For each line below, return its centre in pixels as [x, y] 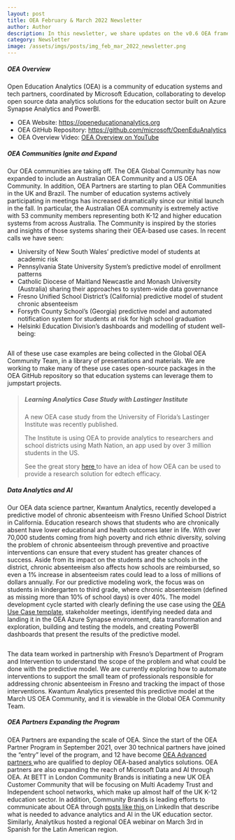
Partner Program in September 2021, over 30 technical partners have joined [116, 747]
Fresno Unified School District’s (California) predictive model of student [120, 296]
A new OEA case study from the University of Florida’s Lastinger [117, 416]
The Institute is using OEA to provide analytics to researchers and [119, 438]
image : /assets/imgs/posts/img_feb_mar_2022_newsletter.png [97, 46]
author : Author [29, 27]
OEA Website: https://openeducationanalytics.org [89, 122]
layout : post [26, 14]
